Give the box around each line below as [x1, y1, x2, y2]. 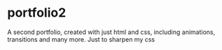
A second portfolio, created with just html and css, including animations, [7, 28, 216, 36]
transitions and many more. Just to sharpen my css [7, 35, 155, 43]
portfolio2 [7, 5, 67, 21]
